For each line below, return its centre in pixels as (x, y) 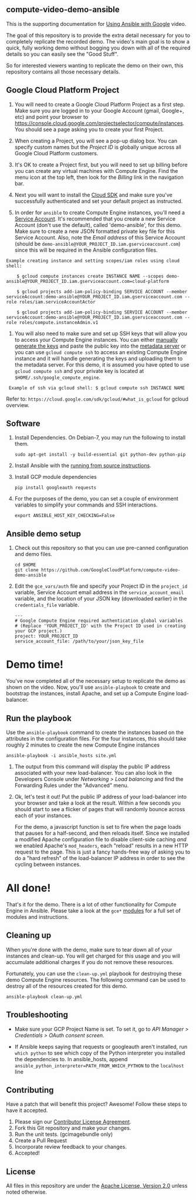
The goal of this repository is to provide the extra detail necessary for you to (98, 35)
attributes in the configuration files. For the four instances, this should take (96, 739)
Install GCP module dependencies (55, 477)
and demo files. (33, 554)
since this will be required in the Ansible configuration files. (86, 250)
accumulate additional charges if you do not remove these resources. (90, 962)
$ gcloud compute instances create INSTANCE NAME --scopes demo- (98, 276)
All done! (28, 888)
